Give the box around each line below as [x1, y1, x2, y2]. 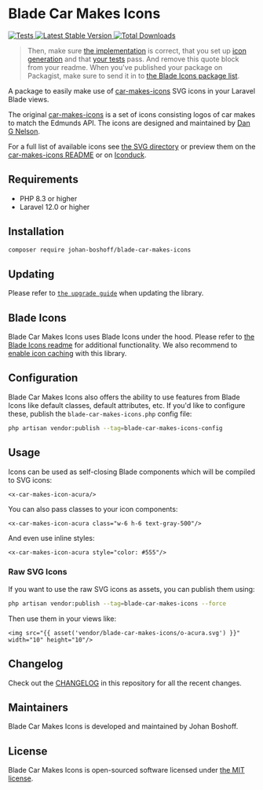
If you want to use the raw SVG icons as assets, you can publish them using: [8, 584, 255, 593]
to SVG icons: [8, 475, 53, 484]
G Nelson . [8, 127, 41, 136]
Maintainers [8, 700, 69, 714]
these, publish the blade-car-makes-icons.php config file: [8, 409, 192, 418]
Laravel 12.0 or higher [19, 202, 90, 211]
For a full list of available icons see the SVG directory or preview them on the [8, 141, 256, 151]
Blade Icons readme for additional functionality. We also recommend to [8, 340, 238, 350]
